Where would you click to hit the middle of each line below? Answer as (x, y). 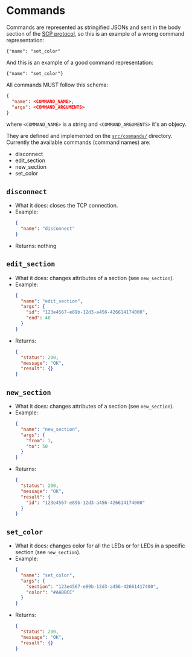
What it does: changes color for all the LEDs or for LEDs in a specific (100, 546)
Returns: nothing (36, 246)
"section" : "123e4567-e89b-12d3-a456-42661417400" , (92, 587)
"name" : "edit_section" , (52, 301)
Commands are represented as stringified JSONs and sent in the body (94, 27)
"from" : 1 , (40, 440)
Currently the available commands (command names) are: (78, 142)
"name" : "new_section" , (50, 429)
